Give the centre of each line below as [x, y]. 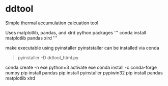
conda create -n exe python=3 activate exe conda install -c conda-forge [81, 67]
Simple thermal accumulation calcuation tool [52, 23]
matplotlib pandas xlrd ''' [31, 38]
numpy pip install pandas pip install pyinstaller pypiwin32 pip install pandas [84, 73]
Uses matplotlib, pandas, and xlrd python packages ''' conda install [76, 32]
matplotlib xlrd [20, 78]
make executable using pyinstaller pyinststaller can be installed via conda [82, 48]
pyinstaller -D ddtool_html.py [48, 57]
